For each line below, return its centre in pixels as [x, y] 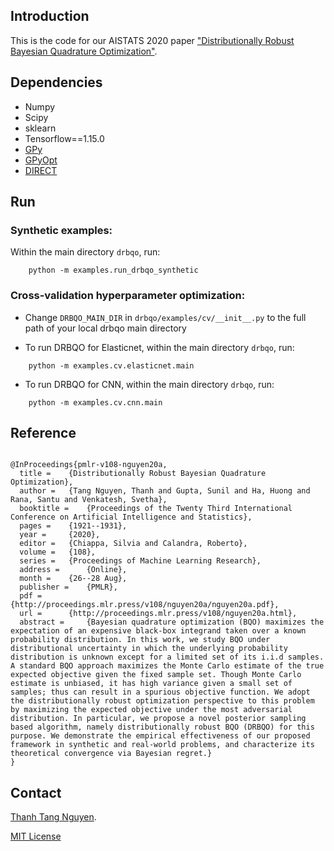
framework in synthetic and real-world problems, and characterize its [162, 745]
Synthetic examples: [61, 230]
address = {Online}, [73, 570]
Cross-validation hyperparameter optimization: [128, 296]
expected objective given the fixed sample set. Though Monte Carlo [156, 675]
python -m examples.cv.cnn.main [95, 402]
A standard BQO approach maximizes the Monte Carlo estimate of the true [167, 666]
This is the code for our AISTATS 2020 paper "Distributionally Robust [152, 40]
